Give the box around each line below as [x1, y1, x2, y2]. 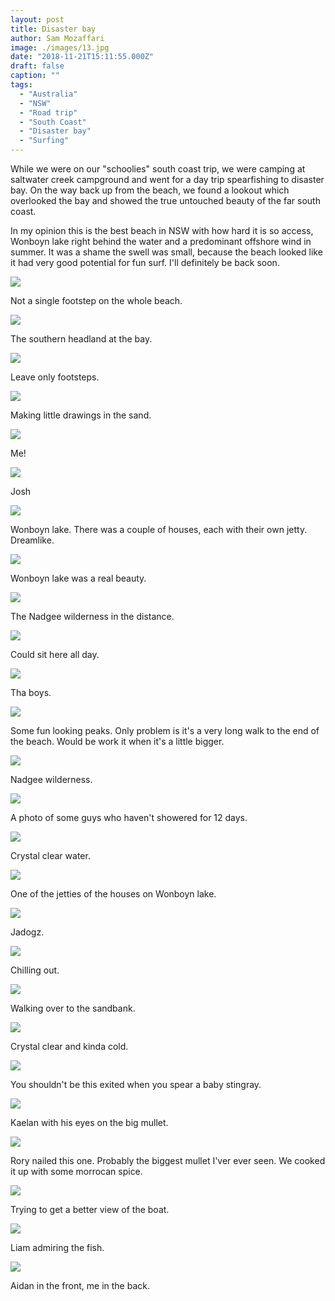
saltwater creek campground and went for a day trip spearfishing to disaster [10, 174, 325, 185]
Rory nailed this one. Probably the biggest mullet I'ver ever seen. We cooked [10, 1155, 326, 1166]
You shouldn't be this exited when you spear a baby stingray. [10, 1079, 262, 1090]
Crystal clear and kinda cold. [10, 1041, 129, 1052]
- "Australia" [19, 89, 78, 99]
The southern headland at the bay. [10, 333, 153, 345]
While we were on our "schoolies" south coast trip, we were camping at [10, 163, 306, 175]
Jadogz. [10, 926, 45, 938]
